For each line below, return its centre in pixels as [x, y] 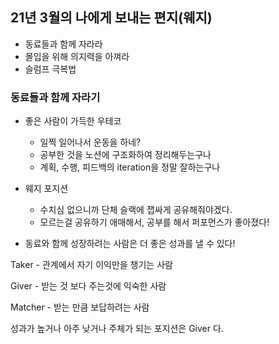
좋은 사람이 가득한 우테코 [73, 121]
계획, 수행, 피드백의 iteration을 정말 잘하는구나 [130, 167]
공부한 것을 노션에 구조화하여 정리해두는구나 [125, 155]
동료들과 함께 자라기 [55, 97]
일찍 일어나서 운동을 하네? [90, 142]
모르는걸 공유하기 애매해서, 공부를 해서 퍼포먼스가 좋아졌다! [154, 222]
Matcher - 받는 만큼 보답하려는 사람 [80, 307]
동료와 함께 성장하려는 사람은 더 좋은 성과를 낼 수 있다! [130, 244]
